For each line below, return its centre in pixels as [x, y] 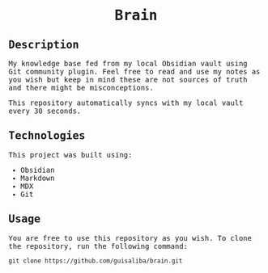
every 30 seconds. [45, 111]
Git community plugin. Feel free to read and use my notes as [134, 71]
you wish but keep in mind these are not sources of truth [128, 80]
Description [44, 44]
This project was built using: [70, 155]
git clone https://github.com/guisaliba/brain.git [96, 261]
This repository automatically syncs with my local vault [126, 103]
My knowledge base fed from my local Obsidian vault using [128, 63]
